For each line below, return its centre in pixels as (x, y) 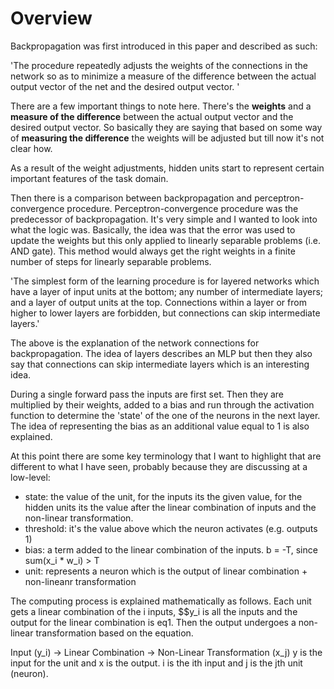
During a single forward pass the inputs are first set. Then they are (147, 394)
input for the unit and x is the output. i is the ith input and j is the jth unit (156, 663)
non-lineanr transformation (80, 581)
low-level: (30, 477)
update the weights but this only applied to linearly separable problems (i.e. (166, 240)
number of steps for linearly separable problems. (111, 261)
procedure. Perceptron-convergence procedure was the (182, 208)
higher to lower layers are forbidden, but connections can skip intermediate (165, 313)
